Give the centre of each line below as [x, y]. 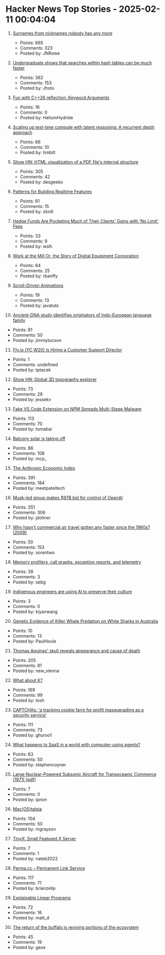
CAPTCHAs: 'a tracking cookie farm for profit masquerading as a [78, 710]
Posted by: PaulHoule [34, 641]
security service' [30, 715]
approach [22, 132]
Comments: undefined [35, 364]
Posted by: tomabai [32, 429]
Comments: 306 [29, 512]
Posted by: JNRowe [40, 53]
